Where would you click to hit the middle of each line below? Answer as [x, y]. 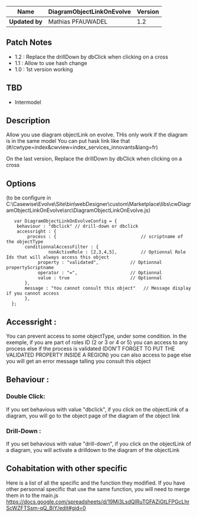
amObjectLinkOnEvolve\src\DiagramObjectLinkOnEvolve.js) [78, 210]
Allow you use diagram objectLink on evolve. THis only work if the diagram [97, 135]
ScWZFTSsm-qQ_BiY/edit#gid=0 [46, 508]
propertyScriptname [30, 268]
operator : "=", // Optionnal [100, 273]
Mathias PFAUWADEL [78, 22]
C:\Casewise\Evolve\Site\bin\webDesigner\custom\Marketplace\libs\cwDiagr [99, 204]
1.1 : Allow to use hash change [51, 63]
